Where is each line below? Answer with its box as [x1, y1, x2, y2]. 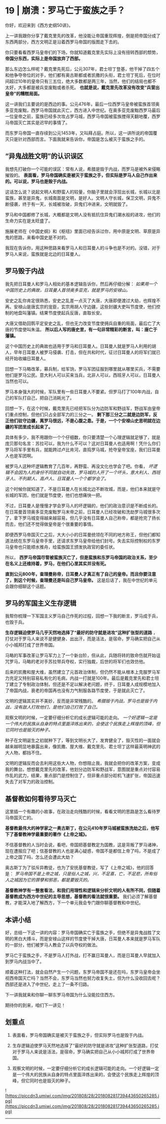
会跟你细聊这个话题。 [5, 583, 48, 589]
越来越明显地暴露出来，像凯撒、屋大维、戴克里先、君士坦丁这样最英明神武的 [5, 744, 161, 749]
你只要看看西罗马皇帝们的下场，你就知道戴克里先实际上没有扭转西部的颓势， [5, 49, 161, 55]
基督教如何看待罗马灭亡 [5, 794, 76, 803]
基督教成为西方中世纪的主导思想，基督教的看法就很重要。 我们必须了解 [5, 893, 149, 900]
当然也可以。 [5, 378, 31, 384]
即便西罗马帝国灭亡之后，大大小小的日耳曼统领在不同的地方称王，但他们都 [5, 531, 156, 538]
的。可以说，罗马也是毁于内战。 [5, 178, 70, 184]
